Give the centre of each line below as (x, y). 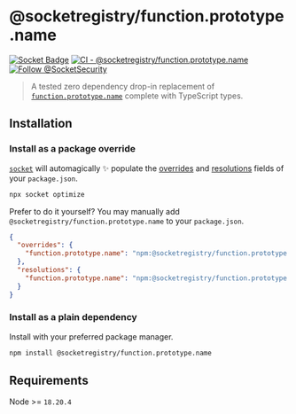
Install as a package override (72, 149)
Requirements (49, 381)
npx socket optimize (47, 194)
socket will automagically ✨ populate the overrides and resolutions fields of (147, 168)
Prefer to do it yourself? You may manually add (94, 211)
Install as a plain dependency (73, 317)
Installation (41, 124)
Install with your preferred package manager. (91, 336)
